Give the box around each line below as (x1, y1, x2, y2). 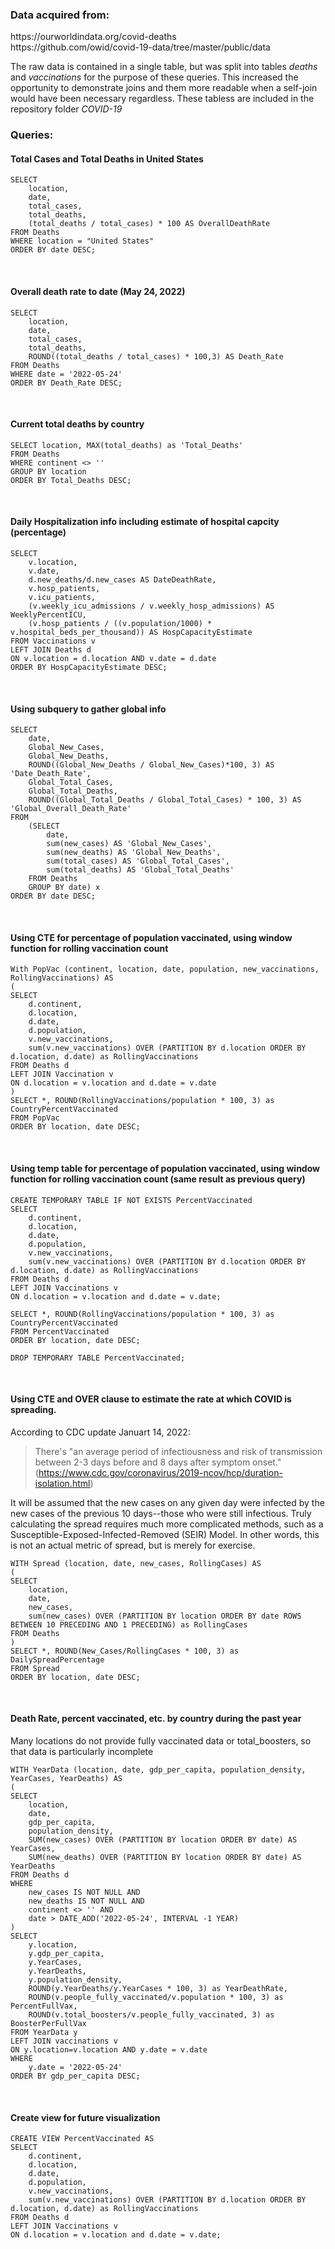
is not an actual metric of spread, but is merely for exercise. (10, 1539, 256, 1551)
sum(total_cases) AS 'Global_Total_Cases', (46, 856, 230, 867)
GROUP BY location (10, 466, 87, 477)
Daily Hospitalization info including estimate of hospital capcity (10, 516, 280, 528)
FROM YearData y (10, 2028, 78, 2038)
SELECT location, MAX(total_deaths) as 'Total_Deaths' (10, 440, 244, 450)
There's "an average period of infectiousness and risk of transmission (34, 1445, 323, 1457)
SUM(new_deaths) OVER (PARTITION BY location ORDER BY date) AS (28, 1853, 302, 1863)
